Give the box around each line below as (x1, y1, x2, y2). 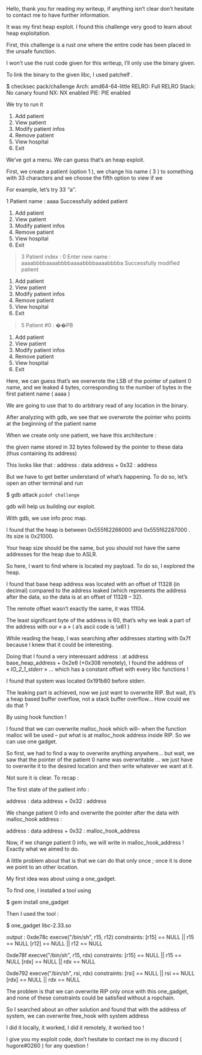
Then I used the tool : (6, 910, 59, 917)
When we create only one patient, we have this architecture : (6, 432, 157, 439)
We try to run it (6, 101, 43, 108)
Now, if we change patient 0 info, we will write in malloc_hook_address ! (6, 839, 185, 846)
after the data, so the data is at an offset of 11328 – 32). (6, 593, 143, 600)
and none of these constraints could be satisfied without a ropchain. (6, 994, 176, 1001)
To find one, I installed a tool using (6, 887, 91, 894)
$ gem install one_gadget (6, 898, 69, 905)
